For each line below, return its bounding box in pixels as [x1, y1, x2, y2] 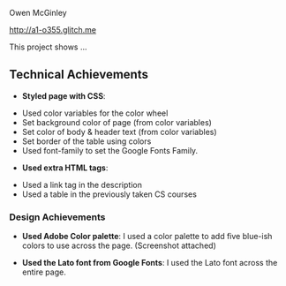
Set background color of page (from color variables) [21, 117, 212, 127]
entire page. [21, 267, 66, 277]
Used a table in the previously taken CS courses [21, 189, 197, 199]
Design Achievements [9, 211, 106, 223]
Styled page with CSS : [21, 90, 106, 101]
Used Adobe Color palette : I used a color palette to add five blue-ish [21, 231, 273, 242]
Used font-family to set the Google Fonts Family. [21, 145, 199, 155]
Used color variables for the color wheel [21, 108, 169, 118]
